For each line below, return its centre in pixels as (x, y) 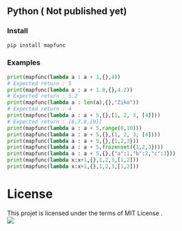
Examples (24, 63)
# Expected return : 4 (39, 109)
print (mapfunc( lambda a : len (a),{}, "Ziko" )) (73, 102)
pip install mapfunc (37, 45)
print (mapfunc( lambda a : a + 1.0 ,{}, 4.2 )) (70, 90)
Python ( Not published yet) (67, 11)
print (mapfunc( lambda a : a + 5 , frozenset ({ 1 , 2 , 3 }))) (86, 147)
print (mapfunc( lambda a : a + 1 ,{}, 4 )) (64, 77)
